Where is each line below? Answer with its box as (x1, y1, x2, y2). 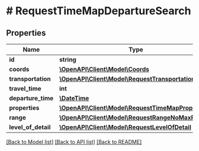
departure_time (9, 94, 54, 102)
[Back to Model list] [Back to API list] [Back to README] (6, 139, 142, 145)
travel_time (9, 84, 41, 93)
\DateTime (59, 94, 89, 102)
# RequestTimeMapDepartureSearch (6, 4, 191, 18)
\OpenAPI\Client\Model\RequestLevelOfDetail (59, 123, 191, 131)
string (59, 55, 77, 64)
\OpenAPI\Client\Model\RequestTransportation (59, 75, 195, 83)
